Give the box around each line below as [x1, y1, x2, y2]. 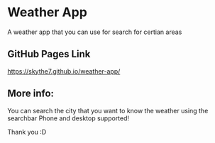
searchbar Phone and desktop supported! [7, 114, 130, 122]
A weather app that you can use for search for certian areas [7, 28, 182, 36]
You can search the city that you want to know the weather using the [7, 106, 209, 115]
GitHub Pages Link [7, 48, 91, 60]
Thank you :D [7, 127, 47, 136]
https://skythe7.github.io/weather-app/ [7, 67, 121, 75]
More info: [7, 88, 55, 100]
